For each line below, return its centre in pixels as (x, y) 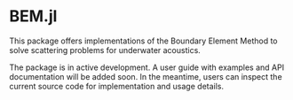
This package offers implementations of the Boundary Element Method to (143, 41)
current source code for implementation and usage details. (117, 86)
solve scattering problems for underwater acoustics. (105, 50)
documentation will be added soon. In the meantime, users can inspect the (146, 76)
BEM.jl (33, 16)
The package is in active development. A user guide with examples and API (147, 67)
